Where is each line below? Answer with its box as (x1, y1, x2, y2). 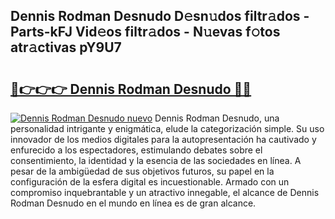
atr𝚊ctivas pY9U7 (10, 39, 122, 56)
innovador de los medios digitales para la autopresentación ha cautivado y (10, 134, 317, 145)
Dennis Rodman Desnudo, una (154, 112, 280, 124)
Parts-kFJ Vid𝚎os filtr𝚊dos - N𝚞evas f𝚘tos (10, 24, 281, 41)
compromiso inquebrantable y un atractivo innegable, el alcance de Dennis (10, 187, 320, 198)
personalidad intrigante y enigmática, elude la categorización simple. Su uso (10, 123, 325, 134)
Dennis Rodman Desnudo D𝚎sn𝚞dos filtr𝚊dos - (10, 8, 310, 25)
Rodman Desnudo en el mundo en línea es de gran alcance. (10, 197, 257, 209)
